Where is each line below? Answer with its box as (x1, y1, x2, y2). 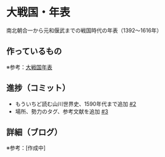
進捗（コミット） (6, 83, 70, 93)
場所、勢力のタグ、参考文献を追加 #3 (15, 107, 109, 115)
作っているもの (6, 46, 62, 56)
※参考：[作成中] (6, 144, 46, 152)
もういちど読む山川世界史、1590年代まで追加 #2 (15, 100, 136, 107)
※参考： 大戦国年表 (6, 63, 53, 70)
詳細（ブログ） (6, 127, 62, 137)
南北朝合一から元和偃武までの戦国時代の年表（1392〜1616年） (6, 27, 163, 34)
